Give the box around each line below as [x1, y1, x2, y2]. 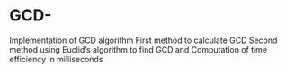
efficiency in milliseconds [9, 53, 103, 64]
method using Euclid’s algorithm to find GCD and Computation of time [9, 44, 268, 54]
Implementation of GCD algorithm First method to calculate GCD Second [9, 35, 278, 45]
